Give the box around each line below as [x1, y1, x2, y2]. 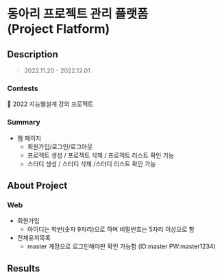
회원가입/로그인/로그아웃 [27, 142, 93, 150]
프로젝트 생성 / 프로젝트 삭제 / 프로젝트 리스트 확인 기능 [27, 151, 175, 159]
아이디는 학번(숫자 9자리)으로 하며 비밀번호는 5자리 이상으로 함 [27, 225, 195, 233]
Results [7, 263, 40, 274]
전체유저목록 [16, 234, 51, 242]
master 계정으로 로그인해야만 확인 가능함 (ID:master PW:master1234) [27, 242, 216, 250]
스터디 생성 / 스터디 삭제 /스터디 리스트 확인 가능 [27, 159, 156, 168]
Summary [7, 118, 41, 127]
